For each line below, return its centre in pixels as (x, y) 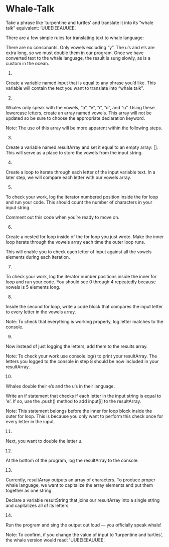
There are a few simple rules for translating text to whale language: (75, 38)
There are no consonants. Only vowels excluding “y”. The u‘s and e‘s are (80, 47)
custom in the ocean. (28, 63)
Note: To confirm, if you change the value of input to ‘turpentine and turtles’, (84, 534)
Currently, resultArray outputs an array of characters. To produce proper (80, 480)
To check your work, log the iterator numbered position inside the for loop (82, 197)
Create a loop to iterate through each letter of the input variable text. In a (81, 172)
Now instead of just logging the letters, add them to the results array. (77, 346)
